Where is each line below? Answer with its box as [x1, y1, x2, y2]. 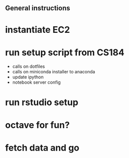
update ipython [12, 74, 44, 80]
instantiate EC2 [5, 24, 70, 35]
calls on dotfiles [12, 63, 45, 69]
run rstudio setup [5, 97, 79, 108]
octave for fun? [5, 119, 70, 131]
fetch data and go [5, 142, 80, 154]
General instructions [5, 4, 71, 12]
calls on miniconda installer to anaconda [12, 68, 96, 74]
